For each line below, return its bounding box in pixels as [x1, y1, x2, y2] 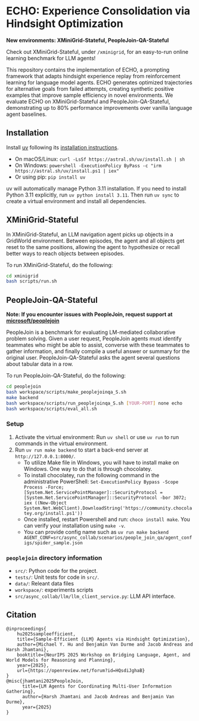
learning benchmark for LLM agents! [6, 54, 96, 62]
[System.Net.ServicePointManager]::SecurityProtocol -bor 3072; [23, 495, 187, 501]
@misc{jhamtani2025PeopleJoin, [6, 678, 84, 684]
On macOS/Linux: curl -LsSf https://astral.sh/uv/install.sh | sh [14, 155, 185, 162]
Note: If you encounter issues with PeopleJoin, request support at [6, 311, 173, 318]
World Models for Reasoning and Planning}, [6, 657, 116, 663]
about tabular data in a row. [6, 360, 73, 368]
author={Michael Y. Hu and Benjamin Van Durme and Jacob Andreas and [17, 641, 194, 648]
